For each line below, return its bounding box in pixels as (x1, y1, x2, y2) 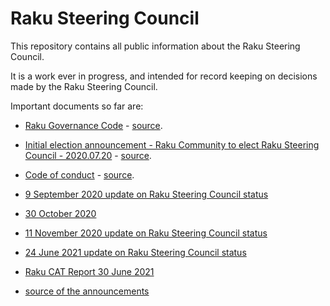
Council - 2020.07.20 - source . (24, 149, 152, 161)
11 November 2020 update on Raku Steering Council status (24, 227, 268, 239)
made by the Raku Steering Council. (10, 80, 158, 92)
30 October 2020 (24, 207, 97, 219)
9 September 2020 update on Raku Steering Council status (24, 188, 269, 200)
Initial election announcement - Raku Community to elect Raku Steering (24, 138, 320, 151)
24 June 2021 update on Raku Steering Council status (24, 246, 247, 258)
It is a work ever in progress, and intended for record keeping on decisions (10, 70, 318, 82)
